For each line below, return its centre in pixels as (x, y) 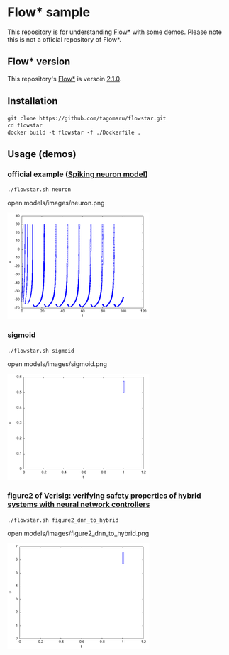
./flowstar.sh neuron (39, 190)
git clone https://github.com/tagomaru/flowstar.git (87, 118)
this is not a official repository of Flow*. (65, 39)
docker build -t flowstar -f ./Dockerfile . (74, 132)
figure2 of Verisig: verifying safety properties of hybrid (104, 496)
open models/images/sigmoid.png (57, 364)
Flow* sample (49, 12)
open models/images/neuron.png (56, 203)
